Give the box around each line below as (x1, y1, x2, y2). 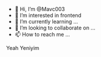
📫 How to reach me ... (14, 31, 70, 38)
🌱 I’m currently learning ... (14, 18, 78, 25)
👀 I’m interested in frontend (14, 12, 82, 19)
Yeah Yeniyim (6, 45, 40, 51)
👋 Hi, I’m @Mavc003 (14, 6, 65, 12)
